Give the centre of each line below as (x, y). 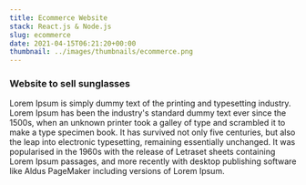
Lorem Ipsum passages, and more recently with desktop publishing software (153, 161)
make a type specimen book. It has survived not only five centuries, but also (153, 132)
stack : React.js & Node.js (61, 26)
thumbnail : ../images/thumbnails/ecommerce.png (102, 52)
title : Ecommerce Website (58, 18)
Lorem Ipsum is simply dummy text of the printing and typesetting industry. (150, 103)
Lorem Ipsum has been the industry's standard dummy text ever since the (148, 113)
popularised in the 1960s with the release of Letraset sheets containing (143, 152)
